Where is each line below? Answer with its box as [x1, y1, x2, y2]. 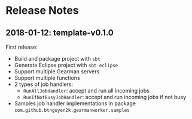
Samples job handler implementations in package [14, 100, 136, 107]
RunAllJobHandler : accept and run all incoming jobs [23, 87, 150, 94]
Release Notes [5, 4, 79, 17]
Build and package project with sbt [14, 55, 101, 62]
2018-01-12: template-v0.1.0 [5, 28, 114, 38]
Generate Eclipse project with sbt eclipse [14, 61, 118, 69]
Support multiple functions [14, 75, 80, 81]
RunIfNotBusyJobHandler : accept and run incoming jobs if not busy [23, 94, 187, 100]
